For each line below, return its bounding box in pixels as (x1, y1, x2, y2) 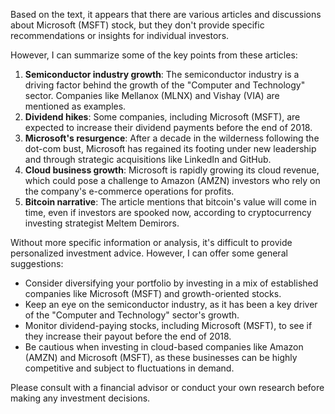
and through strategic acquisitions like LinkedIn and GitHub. (24, 154, 272, 165)
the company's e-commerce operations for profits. (24, 185, 235, 197)
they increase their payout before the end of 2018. (24, 330, 232, 342)
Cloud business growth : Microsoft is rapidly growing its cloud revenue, (24, 164, 320, 176)
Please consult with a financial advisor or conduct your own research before (10, 382, 325, 393)
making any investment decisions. (10, 392, 151, 404)
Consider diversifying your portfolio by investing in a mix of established (24, 277, 319, 289)
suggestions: (10, 258, 64, 269)
